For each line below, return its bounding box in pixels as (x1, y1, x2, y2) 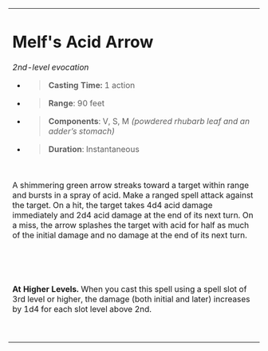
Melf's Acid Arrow (12, 31, 154, 52)
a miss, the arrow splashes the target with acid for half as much (12, 220, 250, 231)
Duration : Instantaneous (48, 144, 140, 155)
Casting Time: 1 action (48, 80, 136, 91)
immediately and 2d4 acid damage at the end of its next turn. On (12, 209, 254, 221)
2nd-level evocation (12, 62, 89, 73)
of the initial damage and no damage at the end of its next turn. (12, 229, 247, 241)
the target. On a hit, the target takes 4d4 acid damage (12, 200, 213, 211)
